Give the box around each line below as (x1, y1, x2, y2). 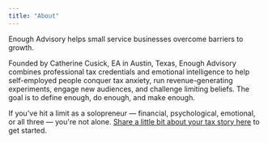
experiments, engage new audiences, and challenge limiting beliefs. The (8, 84, 249, 94)
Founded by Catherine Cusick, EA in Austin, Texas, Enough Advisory (8, 58, 236, 68)
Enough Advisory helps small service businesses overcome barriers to (8, 34, 244, 44)
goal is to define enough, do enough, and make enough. (8, 92, 196, 102)
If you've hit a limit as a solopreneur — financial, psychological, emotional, (8, 108, 256, 118)
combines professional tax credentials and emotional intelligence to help (8, 66, 250, 77)
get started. (8, 125, 47, 135)
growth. (8, 42, 35, 53)
